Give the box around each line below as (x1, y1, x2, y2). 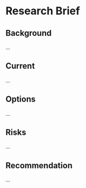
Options (5, 94, 36, 104)
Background (5, 28, 52, 38)
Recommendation (5, 160, 72, 171)
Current (5, 61, 35, 71)
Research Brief (5, 4, 81, 18)
